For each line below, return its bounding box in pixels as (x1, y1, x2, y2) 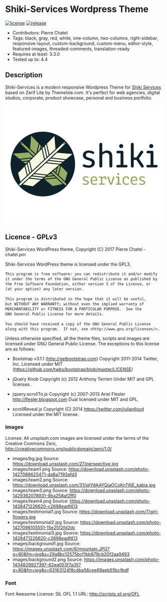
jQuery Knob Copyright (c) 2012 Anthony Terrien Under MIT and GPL (12, 376, 154, 382)
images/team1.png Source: (12, 466, 67, 472)
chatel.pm (5, 251, 26, 257)
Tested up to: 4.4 (12, 56, 48, 62)
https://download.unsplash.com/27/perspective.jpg (12, 460, 118, 466)
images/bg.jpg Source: (12, 455, 60, 461)
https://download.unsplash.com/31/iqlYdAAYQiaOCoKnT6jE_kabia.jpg (12, 482, 156, 488)
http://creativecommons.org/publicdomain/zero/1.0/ (5, 445, 112, 451)
